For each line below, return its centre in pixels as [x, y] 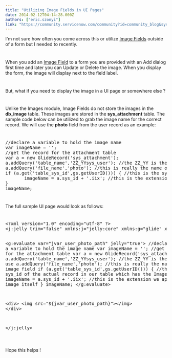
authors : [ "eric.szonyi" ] [33, 19]
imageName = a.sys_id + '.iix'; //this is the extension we [82, 279]
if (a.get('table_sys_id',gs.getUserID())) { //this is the [82, 173]
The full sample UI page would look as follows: [55, 206]
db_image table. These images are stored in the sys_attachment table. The [85, 114]
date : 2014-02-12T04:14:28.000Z [40, 15]
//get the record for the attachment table [61, 152]
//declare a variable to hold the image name [63, 142]
